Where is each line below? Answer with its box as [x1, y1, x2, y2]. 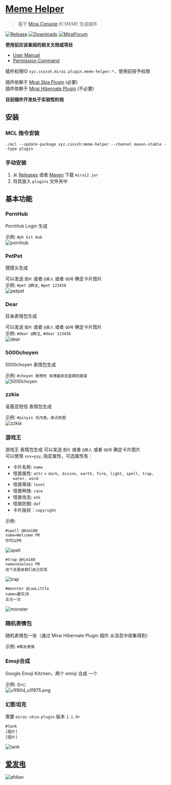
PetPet [5, 252, 23, 259]
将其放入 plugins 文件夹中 [12, 178, 68, 184]
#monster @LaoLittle [5, 586, 50, 591]
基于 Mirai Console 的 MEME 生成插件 [17, 21, 98, 27]
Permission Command [12, 57, 60, 63]
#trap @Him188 [5, 557, 36, 563]
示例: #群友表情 [5, 643, 35, 650]
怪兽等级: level [12, 481, 45, 487]
